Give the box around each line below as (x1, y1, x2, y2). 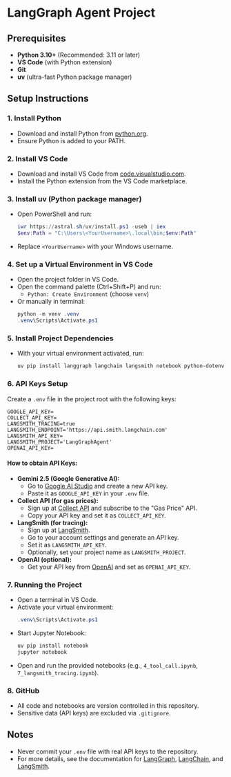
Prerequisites (7, 33, 66, 44)
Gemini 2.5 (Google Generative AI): (17, 474, 120, 482)
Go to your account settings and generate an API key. (27, 533, 179, 541)
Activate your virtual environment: (17, 603, 114, 612)
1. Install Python (7, 113, 62, 123)
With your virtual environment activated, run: (17, 349, 144, 358)
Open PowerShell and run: (17, 210, 92, 219)
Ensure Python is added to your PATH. (17, 136, 126, 145)
